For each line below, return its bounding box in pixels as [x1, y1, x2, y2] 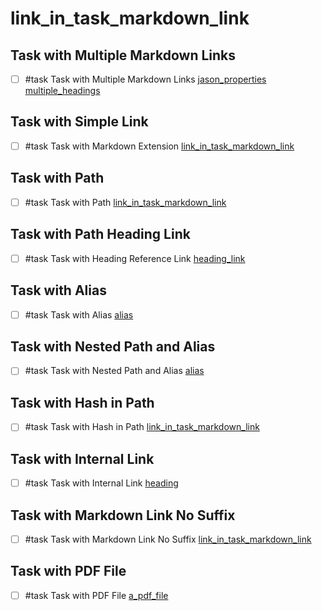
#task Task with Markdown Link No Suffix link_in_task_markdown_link [24, 533, 312, 545]
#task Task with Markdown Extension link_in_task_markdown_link [24, 140, 295, 152]
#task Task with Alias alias [24, 308, 134, 321]
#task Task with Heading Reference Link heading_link [24, 252, 246, 264]
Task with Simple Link [10, 113, 149, 131]
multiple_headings [24, 85, 101, 97]
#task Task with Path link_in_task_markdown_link [24, 196, 227, 208]
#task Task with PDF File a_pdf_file [24, 589, 169, 601]
